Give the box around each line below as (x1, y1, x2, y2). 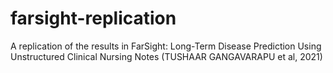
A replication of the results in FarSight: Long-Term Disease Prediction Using (10, 40, 322, 52)
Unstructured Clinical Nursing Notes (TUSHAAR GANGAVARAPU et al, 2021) (10, 50, 323, 62)
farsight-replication (10, 7, 177, 30)
